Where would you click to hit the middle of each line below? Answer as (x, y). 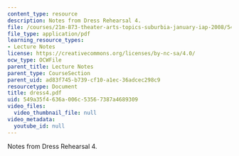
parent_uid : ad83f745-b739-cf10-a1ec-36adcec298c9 (84, 80)
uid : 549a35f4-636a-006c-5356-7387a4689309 (73, 100)
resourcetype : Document (43, 87)
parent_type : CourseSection (49, 73)
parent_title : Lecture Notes (51, 67)
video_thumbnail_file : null (55, 113)
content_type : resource (43, 14)
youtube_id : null (39, 126)
